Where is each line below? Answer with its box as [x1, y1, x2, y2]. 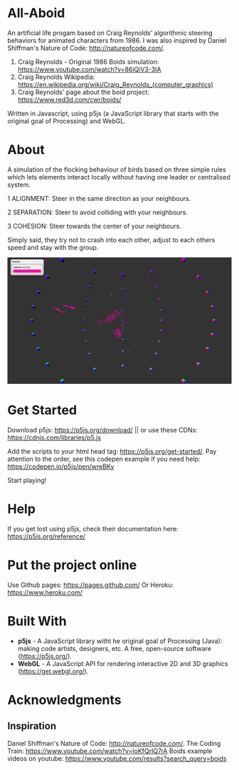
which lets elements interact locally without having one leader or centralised [7, 172, 230, 181]
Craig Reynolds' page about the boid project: [17, 88, 149, 96]
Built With [7, 613, 67, 629]
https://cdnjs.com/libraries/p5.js [7, 433, 102, 442]
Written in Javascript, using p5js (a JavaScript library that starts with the [7, 109, 219, 118]
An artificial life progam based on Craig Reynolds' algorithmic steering [7, 28, 213, 37]
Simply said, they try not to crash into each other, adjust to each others [7, 235, 216, 244]
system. [7, 180, 31, 189]
